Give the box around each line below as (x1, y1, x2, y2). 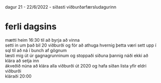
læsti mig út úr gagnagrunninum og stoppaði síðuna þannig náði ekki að (5, 52, 148, 58)
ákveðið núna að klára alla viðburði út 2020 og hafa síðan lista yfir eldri (5, 63, 147, 68)
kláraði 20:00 (5, 73, 32, 79)
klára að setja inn (5, 58, 39, 64)
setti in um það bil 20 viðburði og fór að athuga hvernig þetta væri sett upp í (5, 42, 157, 48)
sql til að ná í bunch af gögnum (5, 47, 67, 53)
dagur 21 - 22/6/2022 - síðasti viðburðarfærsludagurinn (5, 4, 117, 10)
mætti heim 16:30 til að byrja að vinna (5, 37, 80, 43)
